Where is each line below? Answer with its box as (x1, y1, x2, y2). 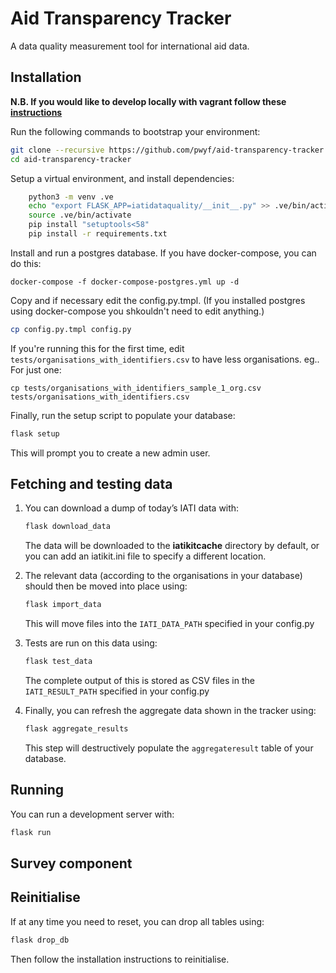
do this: (10, 257, 42, 269)
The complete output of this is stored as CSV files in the (24, 675, 255, 687)
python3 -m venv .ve (28, 192, 114, 202)
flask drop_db (10, 935, 70, 945)
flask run (10, 827, 52, 837)
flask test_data (24, 657, 93, 667)
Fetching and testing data (10, 476, 173, 493)
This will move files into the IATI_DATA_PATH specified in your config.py (24, 618, 315, 630)
